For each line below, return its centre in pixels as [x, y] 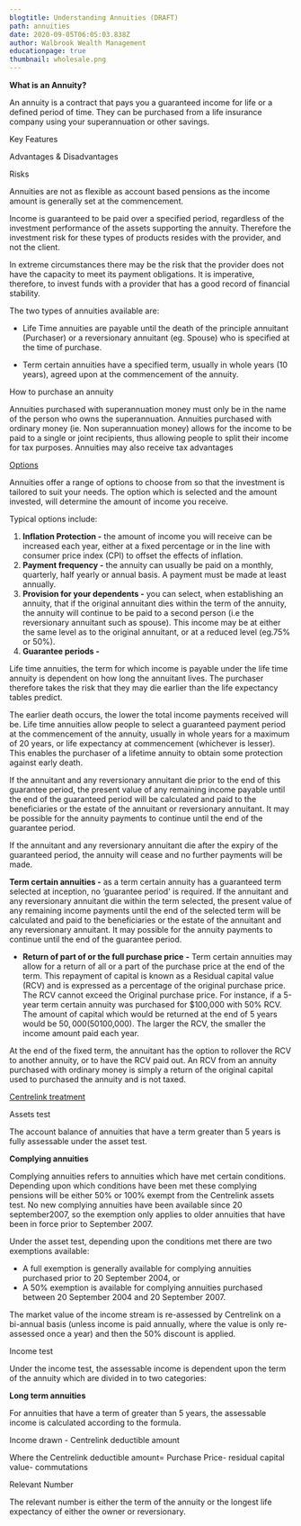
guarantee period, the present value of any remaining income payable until [147, 790]
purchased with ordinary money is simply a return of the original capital [142, 1070]
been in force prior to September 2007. [81, 1224]
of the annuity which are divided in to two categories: [108, 1378]
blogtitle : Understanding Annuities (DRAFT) [94, 18]
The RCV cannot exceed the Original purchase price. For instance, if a [152, 995]
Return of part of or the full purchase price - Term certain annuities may [157, 957]
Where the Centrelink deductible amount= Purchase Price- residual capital [147, 1458]
